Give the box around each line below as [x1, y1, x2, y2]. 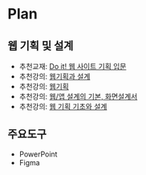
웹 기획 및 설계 [7, 39, 74, 52]
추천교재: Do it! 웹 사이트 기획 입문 [18, 62, 127, 71]
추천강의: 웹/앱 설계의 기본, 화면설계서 [18, 92, 138, 101]
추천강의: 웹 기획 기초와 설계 [18, 102, 107, 111]
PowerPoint [18, 149, 58, 159]
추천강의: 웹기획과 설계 [18, 71, 91, 81]
